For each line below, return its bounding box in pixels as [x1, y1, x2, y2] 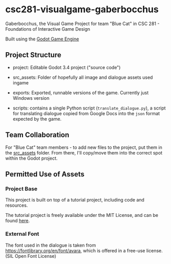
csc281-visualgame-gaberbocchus [5, 4, 159, 15]
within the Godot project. [5, 155, 58, 161]
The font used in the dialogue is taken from [5, 242, 96, 248]
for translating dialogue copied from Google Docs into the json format [12, 110, 160, 116]
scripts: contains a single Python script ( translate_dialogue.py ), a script [12, 105, 166, 111]
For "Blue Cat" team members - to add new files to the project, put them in [5, 144, 162, 150]
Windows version [12, 95, 50, 101]
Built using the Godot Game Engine [5, 36, 79, 42]
